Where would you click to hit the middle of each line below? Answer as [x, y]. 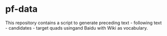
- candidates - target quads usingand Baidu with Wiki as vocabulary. [77, 28]
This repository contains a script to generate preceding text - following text [83, 23]
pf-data [22, 9]
